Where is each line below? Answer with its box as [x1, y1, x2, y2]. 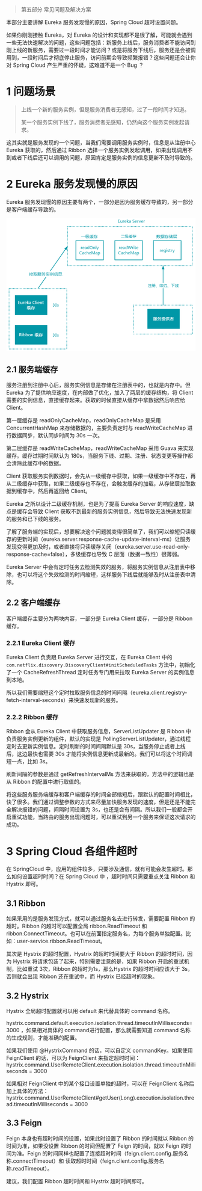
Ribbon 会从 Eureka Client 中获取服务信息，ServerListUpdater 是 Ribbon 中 [6, 728, 191, 735]
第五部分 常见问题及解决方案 [20, 6, 91, 13]
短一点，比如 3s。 [6, 758, 51, 765]
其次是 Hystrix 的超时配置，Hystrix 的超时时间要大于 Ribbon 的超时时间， [6, 950, 188, 958]
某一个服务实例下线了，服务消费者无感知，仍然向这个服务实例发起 [20, 118, 185, 126]
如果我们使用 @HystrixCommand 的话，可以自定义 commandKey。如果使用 [6, 1047, 194, 1054]
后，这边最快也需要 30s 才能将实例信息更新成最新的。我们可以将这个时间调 [6, 750, 192, 757]
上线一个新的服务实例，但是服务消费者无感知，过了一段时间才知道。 [20, 105, 190, 113]
